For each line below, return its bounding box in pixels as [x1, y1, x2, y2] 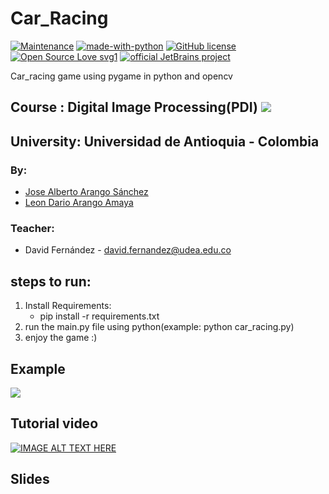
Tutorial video [10, 415, 99, 432]
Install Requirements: [24, 300, 112, 312]
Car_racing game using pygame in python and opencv [10, 70, 233, 82]
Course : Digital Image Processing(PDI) [10, 99, 258, 116]
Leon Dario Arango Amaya [24, 197, 134, 209]
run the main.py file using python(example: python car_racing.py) [24, 321, 295, 333]
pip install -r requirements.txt [39, 310, 160, 322]
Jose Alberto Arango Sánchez [24, 186, 149, 198]
